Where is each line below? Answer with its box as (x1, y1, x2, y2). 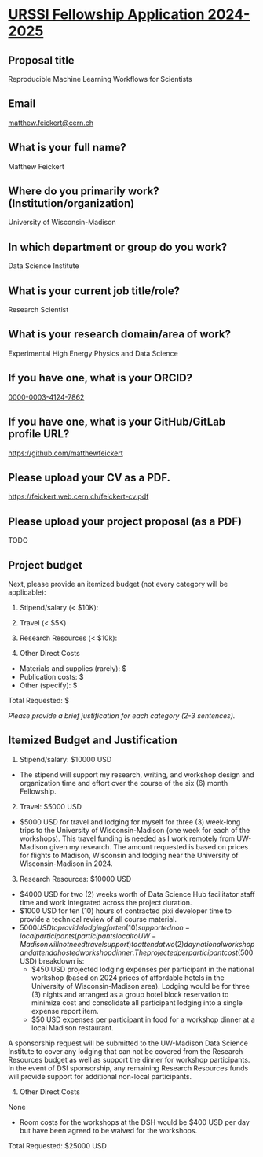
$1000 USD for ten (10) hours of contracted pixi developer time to (19, 906, 232, 916)
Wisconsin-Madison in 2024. (19, 859, 113, 868)
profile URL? (8, 427, 70, 441)
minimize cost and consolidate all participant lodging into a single (31, 997, 243, 1008)
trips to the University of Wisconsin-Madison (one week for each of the (19, 825, 250, 835)
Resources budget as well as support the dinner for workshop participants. (8, 1055, 250, 1064)
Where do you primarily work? (8, 185, 159, 198)
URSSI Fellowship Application (8, 6, 205, 24)
